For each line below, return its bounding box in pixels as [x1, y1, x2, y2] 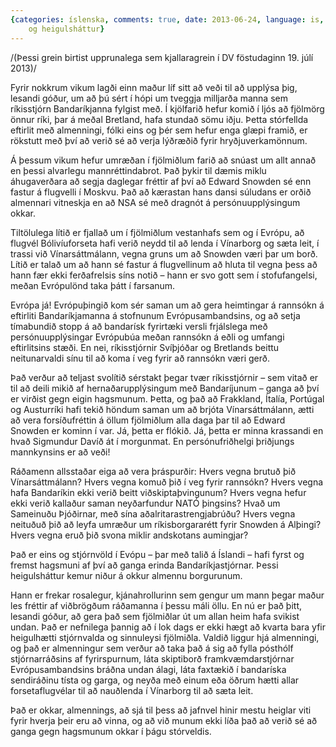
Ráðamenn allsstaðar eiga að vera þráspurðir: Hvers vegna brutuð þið [10, 465, 297, 477]
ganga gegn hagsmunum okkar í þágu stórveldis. [10, 725, 212, 737]
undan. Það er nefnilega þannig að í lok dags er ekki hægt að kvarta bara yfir [10, 621, 326, 633]
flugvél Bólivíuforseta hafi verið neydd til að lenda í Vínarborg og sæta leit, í [10, 237, 320, 249]
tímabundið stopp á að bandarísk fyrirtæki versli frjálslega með [10, 320, 268, 332]
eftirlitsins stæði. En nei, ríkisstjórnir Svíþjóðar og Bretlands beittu [10, 341, 280, 353]
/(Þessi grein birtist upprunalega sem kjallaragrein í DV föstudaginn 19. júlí [10, 51, 314, 63]
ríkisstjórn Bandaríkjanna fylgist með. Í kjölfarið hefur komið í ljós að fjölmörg [10, 102, 325, 115]
